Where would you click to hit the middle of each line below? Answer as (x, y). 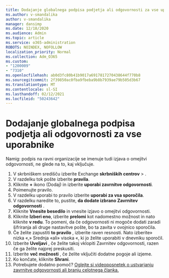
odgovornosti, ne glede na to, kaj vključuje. (50, 164)
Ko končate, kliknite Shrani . (41, 259)
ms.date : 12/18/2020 (27, 29)
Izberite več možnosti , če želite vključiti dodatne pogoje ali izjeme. (82, 254)
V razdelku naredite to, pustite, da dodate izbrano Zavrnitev (75, 201)
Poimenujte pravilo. (33, 190)
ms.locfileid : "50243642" (33, 99)
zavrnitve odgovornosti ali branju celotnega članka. (66, 270)
